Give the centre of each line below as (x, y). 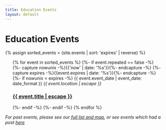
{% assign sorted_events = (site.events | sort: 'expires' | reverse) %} (75, 53)
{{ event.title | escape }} (42, 97)
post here (15, 122)
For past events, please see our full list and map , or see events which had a (83, 117)
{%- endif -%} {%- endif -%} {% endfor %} (57, 107)
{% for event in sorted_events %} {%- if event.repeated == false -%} (83, 62)
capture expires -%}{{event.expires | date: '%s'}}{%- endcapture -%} (84, 73)
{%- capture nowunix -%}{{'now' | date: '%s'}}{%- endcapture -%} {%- (86, 68)
